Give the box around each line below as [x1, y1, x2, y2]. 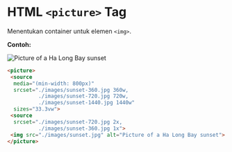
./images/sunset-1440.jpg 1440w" [38, 99, 135, 106]
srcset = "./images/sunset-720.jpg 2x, [13, 118, 123, 125]
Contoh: [7, 40, 31, 48]
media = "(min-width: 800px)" [13, 80, 95, 87]
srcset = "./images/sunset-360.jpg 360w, [13, 86, 129, 93]
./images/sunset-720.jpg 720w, [38, 93, 129, 100]
